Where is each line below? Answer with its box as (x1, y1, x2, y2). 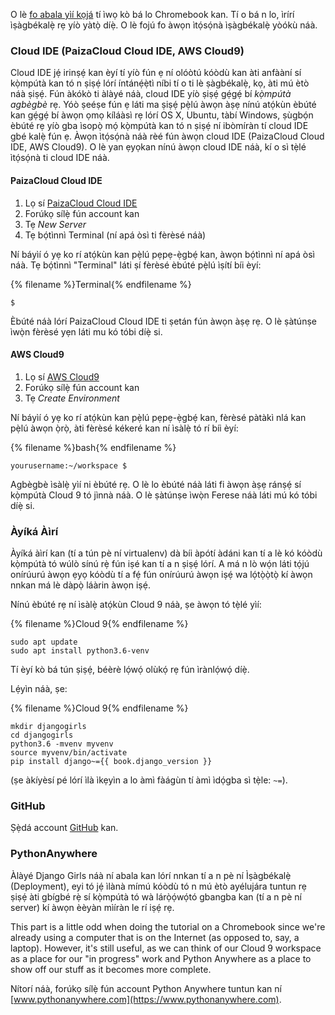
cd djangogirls (10, 730, 74, 740)
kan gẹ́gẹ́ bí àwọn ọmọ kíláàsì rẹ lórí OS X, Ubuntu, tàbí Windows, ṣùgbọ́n (10, 109, 314, 121)
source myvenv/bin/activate (10, 748, 128, 758)
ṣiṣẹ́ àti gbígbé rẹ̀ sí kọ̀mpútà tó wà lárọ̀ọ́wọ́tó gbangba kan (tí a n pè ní (10, 890, 302, 903)
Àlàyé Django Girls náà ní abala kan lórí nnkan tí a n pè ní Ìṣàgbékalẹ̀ (10, 869, 292, 881)
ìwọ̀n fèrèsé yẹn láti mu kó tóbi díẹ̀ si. (10, 325, 163, 338)
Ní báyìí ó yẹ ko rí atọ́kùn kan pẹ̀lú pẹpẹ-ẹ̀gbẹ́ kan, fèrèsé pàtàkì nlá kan (10, 411, 307, 423)
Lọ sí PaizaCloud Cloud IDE (24, 197, 138, 209)
